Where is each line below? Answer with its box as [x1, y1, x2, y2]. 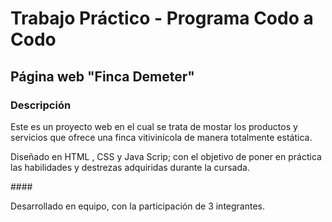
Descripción [10, 98, 72, 112]
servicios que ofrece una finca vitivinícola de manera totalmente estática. [10, 131, 313, 143]
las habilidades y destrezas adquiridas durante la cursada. [10, 161, 250, 173]
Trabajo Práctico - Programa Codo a [10, 7, 314, 30]
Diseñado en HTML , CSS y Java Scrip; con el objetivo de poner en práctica [10, 150, 322, 162]
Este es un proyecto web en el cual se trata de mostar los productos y [10, 120, 298, 132]
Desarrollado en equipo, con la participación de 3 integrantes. [10, 200, 266, 212]
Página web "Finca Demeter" [10, 68, 195, 85]
